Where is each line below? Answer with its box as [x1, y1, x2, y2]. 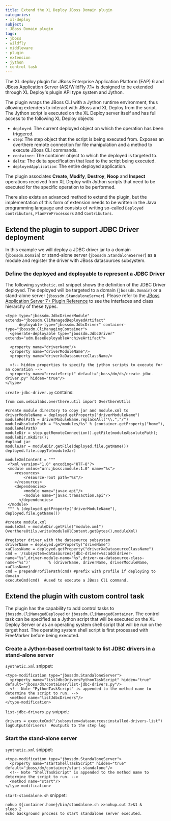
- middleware [5, 45, 33, 51]
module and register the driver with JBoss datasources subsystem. [5, 257, 146, 263]
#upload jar [5, 440, 31, 445]
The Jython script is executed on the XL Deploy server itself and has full [5, 110, 157, 116]
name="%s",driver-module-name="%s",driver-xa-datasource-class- [5, 556, 145, 561]
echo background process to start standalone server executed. [5, 811, 142, 816]
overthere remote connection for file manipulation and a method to [12, 141, 153, 148]
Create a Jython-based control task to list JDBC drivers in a [5, 645, 155, 652]
